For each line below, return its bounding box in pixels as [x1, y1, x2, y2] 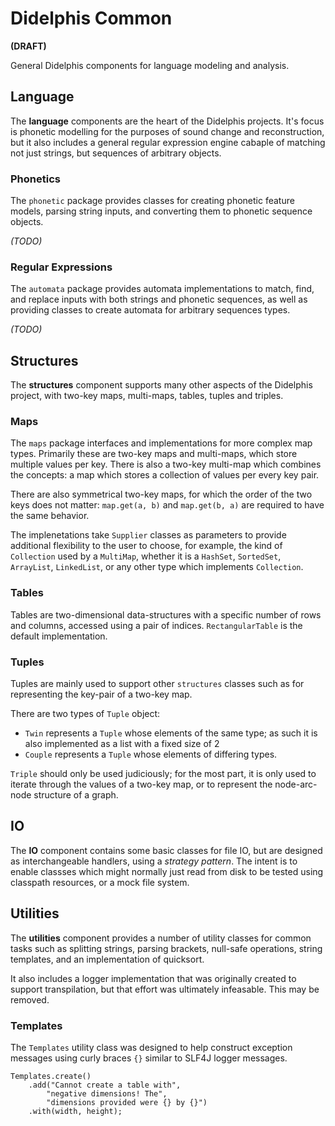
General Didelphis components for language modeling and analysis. [10, 59, 290, 71]
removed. [10, 993, 50, 1006]
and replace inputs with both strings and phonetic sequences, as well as [10, 293, 308, 306]
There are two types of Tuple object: [10, 708, 161, 720]
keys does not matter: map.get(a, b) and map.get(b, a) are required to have [10, 499, 325, 511]
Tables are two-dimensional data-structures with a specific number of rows [10, 608, 322, 621]
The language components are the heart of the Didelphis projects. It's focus [10, 115, 325, 127]
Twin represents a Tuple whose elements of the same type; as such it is [24, 727, 318, 739]
